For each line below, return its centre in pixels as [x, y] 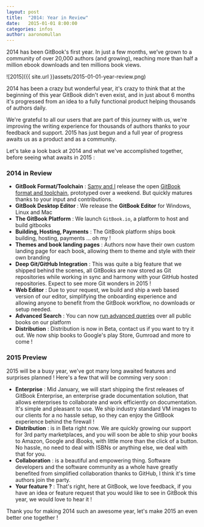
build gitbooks [33, 225]
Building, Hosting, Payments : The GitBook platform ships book [95, 232]
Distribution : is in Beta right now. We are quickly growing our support [103, 428]
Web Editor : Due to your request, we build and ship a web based [97, 290]
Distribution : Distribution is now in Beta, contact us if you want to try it [104, 329]
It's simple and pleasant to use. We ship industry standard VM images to [106, 408]
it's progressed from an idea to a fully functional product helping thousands [101, 102]
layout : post [23, 12]
